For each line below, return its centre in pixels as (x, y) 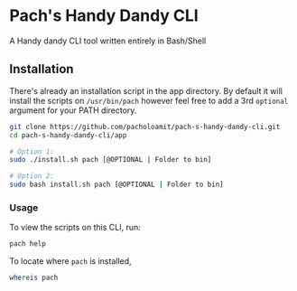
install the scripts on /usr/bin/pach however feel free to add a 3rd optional (149, 100)
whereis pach (34, 278)
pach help (28, 244)
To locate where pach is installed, (71, 261)
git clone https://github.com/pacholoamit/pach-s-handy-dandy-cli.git (145, 127)
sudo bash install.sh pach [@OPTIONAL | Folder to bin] (116, 185)
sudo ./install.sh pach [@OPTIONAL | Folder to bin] (111, 160)
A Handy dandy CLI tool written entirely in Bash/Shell (108, 41)
